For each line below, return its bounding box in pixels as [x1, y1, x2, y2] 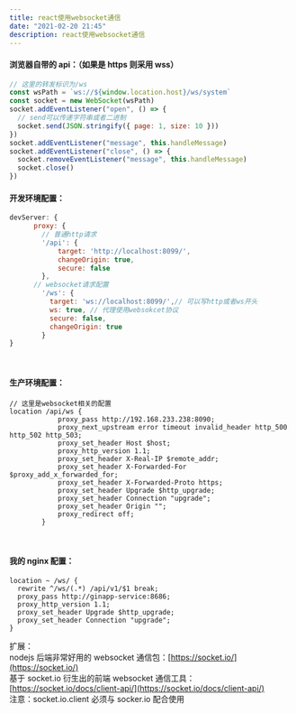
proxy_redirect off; [57, 510, 135, 519]
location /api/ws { [9, 407, 83, 416]
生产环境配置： [9, 376, 65, 388]
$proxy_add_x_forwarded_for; [9, 470, 119, 479]
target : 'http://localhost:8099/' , [57, 246, 192, 255]
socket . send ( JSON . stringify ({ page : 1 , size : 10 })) [17, 121, 220, 131]
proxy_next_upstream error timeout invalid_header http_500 [57, 423, 288, 432]
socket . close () [17, 163, 75, 172]
